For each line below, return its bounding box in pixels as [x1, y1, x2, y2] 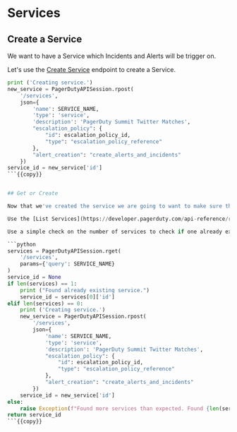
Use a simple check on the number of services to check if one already [7, 228, 222, 235]
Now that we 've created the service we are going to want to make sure [7, 203, 222, 210]
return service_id [7, 412, 61, 419]
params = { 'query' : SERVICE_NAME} [20, 260, 115, 268]
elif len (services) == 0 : [7, 300, 83, 307]
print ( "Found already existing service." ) [20, 287, 150, 294]
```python [7, 241, 37, 248]
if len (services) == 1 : [7, 280, 78, 287]
